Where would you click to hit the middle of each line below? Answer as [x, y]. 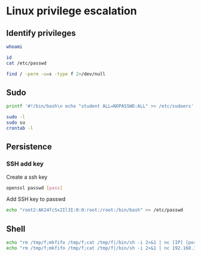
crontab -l [20, 128]
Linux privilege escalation [72, 11]
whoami [14, 47]
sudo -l [16, 117]
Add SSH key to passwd [36, 199]
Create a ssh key [27, 177]
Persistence [29, 147]
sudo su [16, 123]
